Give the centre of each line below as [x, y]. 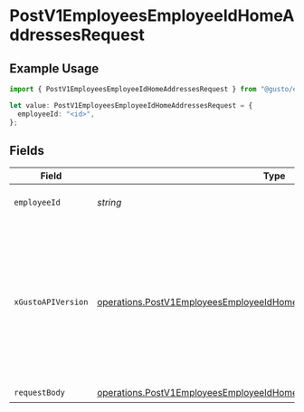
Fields [27, 150]
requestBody [40, 392]
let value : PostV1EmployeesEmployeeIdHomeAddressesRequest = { [131, 105]
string [109, 203]
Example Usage [54, 68]
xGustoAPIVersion [51, 302]
